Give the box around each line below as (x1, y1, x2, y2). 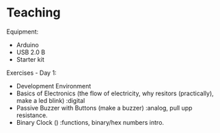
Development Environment (16, 82, 92, 90)
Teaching (6, 5, 61, 21)
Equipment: (6, 27, 39, 36)
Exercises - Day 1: (6, 69, 57, 77)
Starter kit (16, 55, 45, 63)
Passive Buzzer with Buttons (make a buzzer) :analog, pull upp (16, 104, 193, 112)
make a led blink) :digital (16, 96, 85, 104)
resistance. (16, 111, 49, 119)
